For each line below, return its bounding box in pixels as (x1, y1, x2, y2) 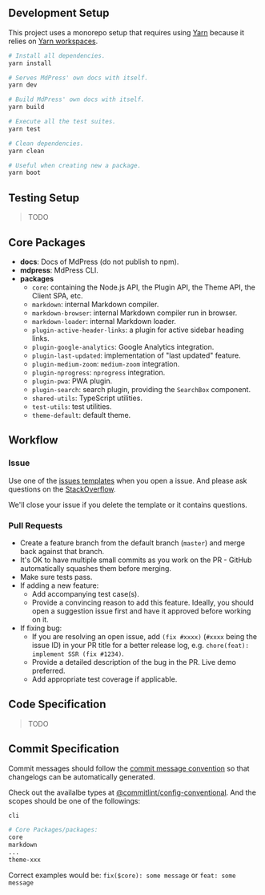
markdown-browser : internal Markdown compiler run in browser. (31, 308, 238, 318)
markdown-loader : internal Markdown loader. (31, 316, 176, 326)
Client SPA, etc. (31, 290, 83, 300)
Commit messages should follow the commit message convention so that (8, 763, 250, 773)
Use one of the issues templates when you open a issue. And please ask (8, 476, 247, 485)
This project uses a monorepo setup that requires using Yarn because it (8, 27, 245, 37)
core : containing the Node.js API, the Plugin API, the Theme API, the (31, 282, 256, 292)
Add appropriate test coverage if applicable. (31, 674, 178, 684)
